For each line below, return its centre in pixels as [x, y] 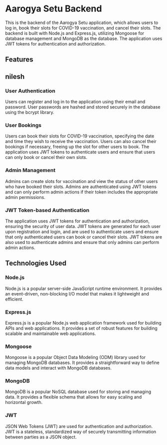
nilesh [15, 76]
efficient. [14, 299]
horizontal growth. [24, 402]
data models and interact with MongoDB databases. [59, 368]
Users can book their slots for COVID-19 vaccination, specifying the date [80, 136]
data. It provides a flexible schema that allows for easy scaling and [74, 397]
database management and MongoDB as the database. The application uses [84, 38]
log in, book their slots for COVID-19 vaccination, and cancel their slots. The [83, 27]
